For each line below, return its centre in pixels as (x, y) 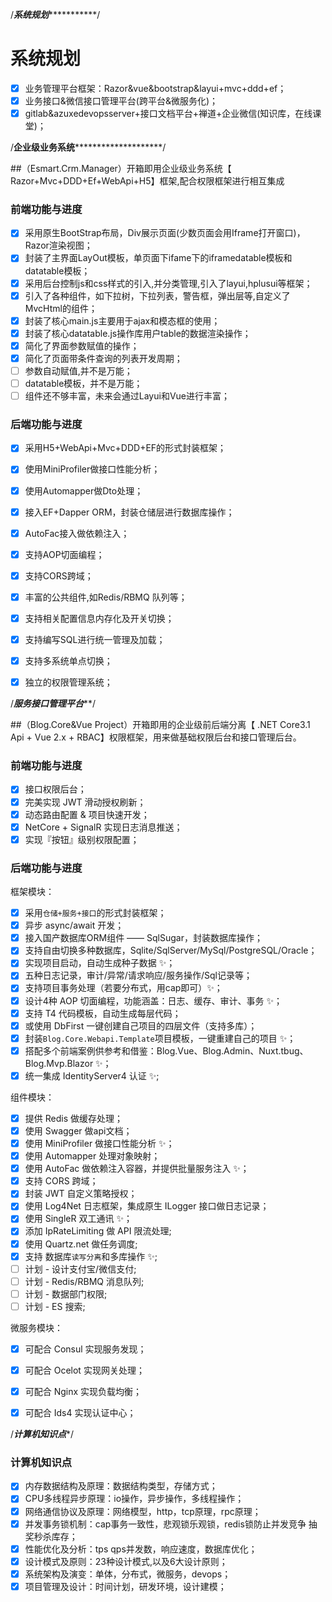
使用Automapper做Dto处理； (84, 490)
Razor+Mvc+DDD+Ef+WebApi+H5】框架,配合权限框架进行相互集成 (147, 181)
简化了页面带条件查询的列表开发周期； (103, 358)
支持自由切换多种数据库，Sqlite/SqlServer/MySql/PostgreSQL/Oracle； (171, 950)
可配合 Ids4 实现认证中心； (80, 1413)
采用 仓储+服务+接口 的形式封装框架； (95, 913)
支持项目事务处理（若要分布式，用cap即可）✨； (123, 988)
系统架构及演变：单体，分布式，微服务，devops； (128, 1574)
